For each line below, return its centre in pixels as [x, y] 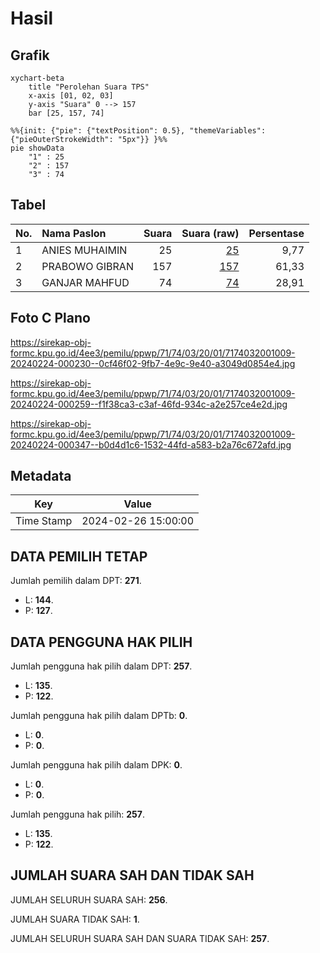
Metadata [41, 476]
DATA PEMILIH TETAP [79, 556]
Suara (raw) [210, 233]
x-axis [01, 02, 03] [71, 96]
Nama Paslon [74, 233]
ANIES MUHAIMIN [84, 250]
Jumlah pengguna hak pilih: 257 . [77, 814]
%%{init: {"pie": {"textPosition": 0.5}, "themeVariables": [138, 131]
